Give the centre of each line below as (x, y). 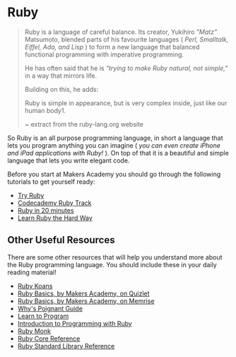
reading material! (32, 272)
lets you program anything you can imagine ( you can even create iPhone (114, 145)
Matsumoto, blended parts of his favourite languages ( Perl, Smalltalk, (126, 39)
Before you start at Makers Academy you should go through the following (114, 174)
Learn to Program (43, 316)
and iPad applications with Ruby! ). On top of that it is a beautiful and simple (118, 153)
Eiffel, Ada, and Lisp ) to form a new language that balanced (112, 47)
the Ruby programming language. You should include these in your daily (112, 264)
